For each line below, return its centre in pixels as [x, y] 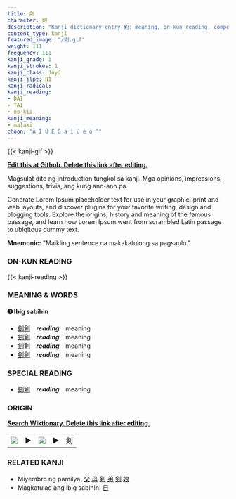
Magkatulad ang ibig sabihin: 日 [63, 487]
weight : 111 [25, 46]
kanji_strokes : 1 [33, 66]
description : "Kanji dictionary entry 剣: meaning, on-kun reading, [109, 27]
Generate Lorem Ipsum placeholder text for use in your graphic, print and [113, 200]
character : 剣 [27, 20]
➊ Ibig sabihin [28, 312]
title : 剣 [21, 14]
